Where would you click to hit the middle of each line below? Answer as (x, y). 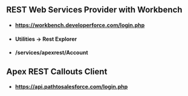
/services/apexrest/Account (52, 53)
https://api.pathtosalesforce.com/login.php (71, 87)
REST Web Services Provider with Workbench (94, 10)
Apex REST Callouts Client (57, 71)
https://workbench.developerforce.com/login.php (80, 25)
